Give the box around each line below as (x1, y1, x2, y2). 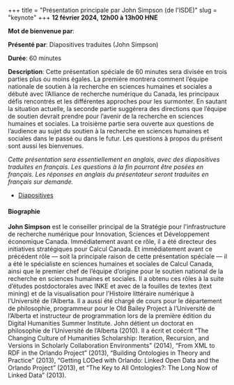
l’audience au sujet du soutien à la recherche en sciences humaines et (8, 127, 210, 135)
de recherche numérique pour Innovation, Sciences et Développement (8, 230, 210, 238)
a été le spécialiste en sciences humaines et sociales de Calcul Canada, (8, 260, 214, 268)
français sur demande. (8, 177, 74, 186)
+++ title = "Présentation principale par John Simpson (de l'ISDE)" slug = (8, 6, 218, 14)
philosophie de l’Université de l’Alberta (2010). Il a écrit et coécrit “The (8, 326, 209, 335)
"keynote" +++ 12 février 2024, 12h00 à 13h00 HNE (8, 13, 158, 22)
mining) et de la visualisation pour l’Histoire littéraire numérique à (8, 289, 194, 298)
